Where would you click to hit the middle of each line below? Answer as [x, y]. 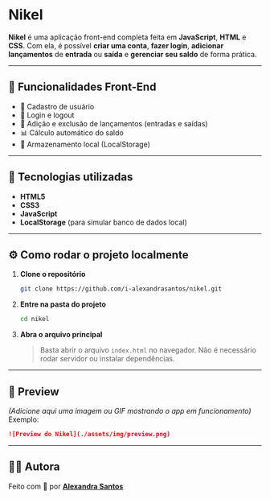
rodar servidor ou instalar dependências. [107, 359]
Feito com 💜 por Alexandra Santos [66, 486]
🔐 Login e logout [47, 115]
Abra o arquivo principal [61, 335]
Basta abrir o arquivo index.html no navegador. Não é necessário [148, 350]
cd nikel [35, 320]
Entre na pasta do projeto [63, 304]
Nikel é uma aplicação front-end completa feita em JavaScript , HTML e [127, 37]
